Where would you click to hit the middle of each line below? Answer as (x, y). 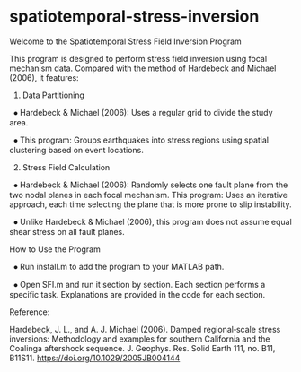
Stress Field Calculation (66, 167)
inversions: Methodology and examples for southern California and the (140, 339)
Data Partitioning (53, 95)
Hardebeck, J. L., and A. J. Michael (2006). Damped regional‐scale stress (145, 329)
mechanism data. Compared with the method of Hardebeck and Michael (143, 68)
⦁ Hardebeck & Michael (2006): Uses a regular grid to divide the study (143, 112)
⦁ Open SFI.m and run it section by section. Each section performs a (139, 284)
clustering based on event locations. (76, 150)
